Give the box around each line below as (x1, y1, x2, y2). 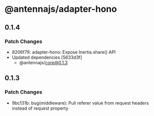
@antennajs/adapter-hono (4, 3, 117, 15)
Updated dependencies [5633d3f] (11, 54, 82, 60)
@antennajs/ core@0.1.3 (19, 59, 68, 65)
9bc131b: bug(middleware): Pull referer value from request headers (11, 100, 149, 106)
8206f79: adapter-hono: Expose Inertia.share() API (11, 49, 116, 55)
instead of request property (11, 105, 69, 111)
